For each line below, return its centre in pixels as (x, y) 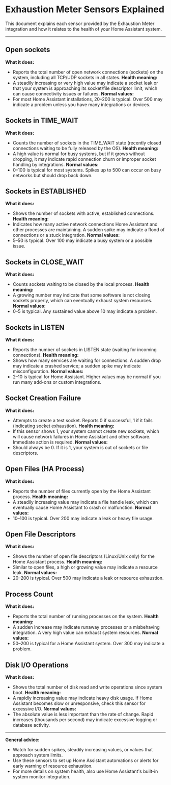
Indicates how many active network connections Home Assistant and (85, 224)
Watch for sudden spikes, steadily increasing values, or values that (83, 750)
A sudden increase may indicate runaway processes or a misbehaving (86, 627)
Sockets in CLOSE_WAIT (45, 262)
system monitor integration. (41, 777)
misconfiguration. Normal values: (48, 371)
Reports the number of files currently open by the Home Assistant (82, 491)
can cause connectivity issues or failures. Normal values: (73, 93)
